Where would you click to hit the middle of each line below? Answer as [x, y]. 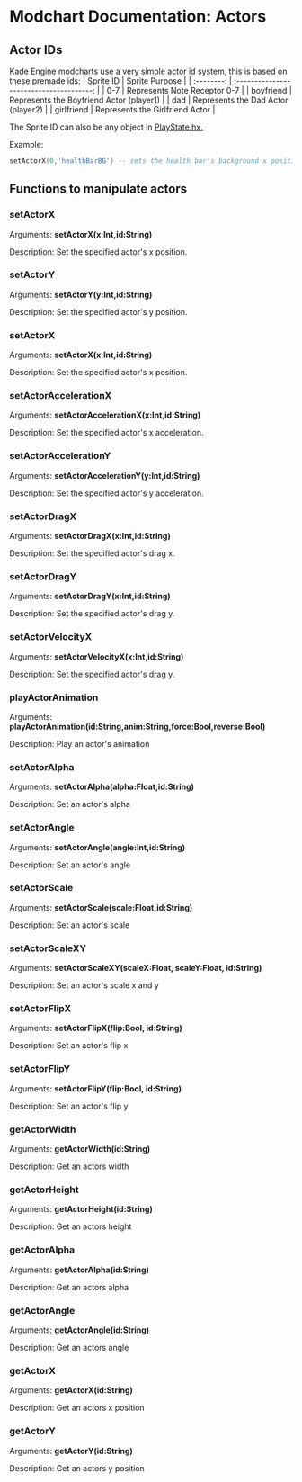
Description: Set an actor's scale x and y [84, 985]
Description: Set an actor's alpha [70, 804]
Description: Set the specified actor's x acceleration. [107, 433]
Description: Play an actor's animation [80, 743]
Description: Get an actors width [69, 1166]
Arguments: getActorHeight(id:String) [81, 1209]
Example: [27, 144]
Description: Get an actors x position [77, 1408]
